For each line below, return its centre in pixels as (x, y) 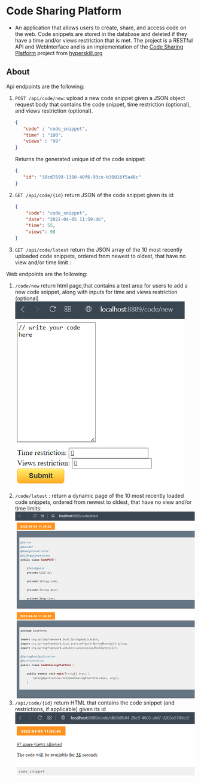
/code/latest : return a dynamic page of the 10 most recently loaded (99, 496)
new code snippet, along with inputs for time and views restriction (96, 292)
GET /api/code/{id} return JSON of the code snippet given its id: (95, 195)
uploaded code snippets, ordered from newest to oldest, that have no (100, 256)
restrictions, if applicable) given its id (60, 709)
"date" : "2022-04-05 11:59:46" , (66, 219)
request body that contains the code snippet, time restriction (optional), (103, 104)
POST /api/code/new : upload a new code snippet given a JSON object (100, 98)
